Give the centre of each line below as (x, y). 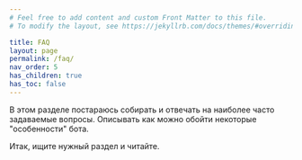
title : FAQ (30, 42)
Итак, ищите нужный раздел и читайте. (84, 146)
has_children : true (46, 76)
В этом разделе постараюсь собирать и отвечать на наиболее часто (142, 110)
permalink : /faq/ (42, 59)
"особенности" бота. (49, 129)
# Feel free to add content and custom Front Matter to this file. (138, 18)
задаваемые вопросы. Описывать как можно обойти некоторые (133, 119)
